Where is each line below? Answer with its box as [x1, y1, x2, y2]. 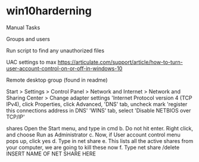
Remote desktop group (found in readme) [6, 76, 108, 83]
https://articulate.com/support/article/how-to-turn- [57, 58, 183, 66]
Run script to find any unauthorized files [6, 46, 105, 54]
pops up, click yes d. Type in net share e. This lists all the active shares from [6, 137, 194, 144]
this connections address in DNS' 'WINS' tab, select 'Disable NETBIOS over [6, 107, 191, 114]
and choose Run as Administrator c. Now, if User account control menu [6, 131, 181, 138]
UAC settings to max [6, 58, 57, 66]
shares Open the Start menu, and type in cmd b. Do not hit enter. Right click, [6, 124, 194, 132]
